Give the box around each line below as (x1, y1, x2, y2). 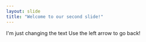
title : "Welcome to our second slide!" (6, 14, 104, 20)
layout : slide (6, 8, 41, 14)
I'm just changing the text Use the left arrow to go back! (6, 29, 141, 36)
